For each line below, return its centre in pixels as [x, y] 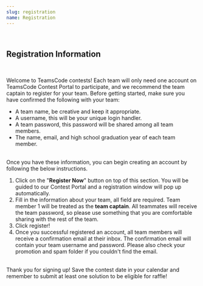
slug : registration [31, 12]
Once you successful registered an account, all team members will [98, 232]
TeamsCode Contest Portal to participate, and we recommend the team [96, 87]
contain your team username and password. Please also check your [100, 245]
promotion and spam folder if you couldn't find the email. [86, 252]
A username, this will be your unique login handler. [78, 118]
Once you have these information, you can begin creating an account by [97, 162]
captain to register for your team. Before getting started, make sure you [96, 93]
